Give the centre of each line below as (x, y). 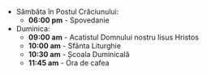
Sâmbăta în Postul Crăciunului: (67, 12)
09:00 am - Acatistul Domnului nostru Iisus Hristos (113, 37)
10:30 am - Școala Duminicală (79, 54)
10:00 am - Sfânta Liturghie (75, 46)
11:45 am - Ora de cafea (69, 63)
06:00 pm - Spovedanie (69, 20)
